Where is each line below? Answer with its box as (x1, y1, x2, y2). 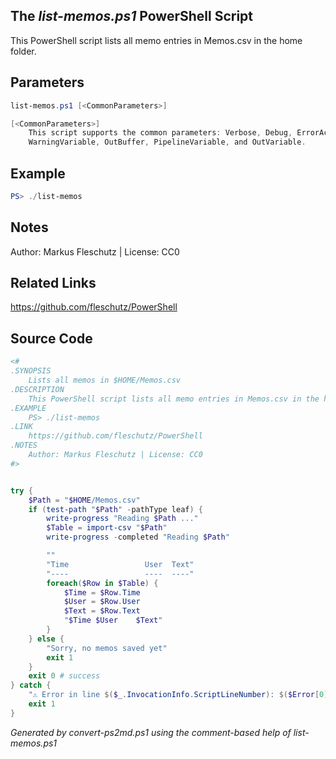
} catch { (10, 680, 52, 691)
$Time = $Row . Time (63, 587, 141, 598)
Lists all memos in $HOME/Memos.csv (28, 375, 182, 385)
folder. (10, 45, 37, 57)
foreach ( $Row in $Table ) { (46, 578, 159, 588)
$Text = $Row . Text (63, 606, 141, 616)
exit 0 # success (28, 671, 101, 681)
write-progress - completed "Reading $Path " (46, 532, 230, 543)
